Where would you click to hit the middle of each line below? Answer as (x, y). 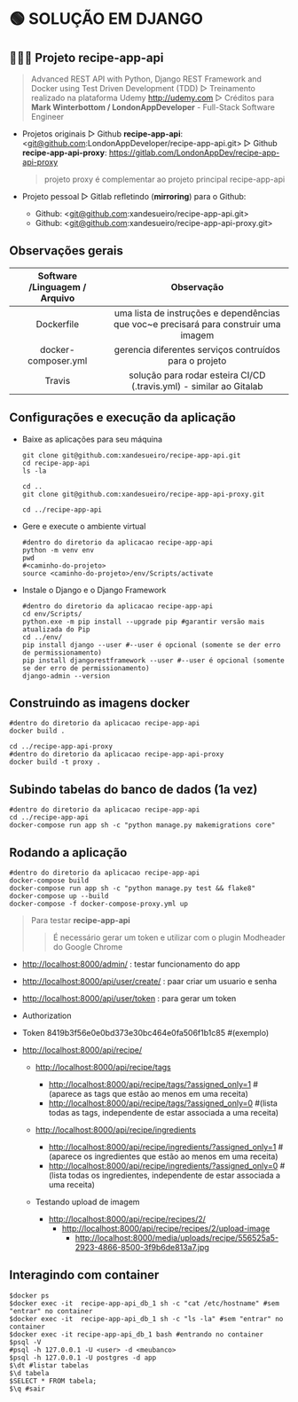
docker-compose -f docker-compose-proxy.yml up (99, 904)
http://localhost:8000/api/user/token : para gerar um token (129, 999)
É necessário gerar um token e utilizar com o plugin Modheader (169, 937)
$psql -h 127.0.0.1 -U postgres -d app (83, 1358)
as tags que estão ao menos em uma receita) (166, 1094)
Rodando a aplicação (68, 853)
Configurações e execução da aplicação (123, 418)
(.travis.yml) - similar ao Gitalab (197, 386)
